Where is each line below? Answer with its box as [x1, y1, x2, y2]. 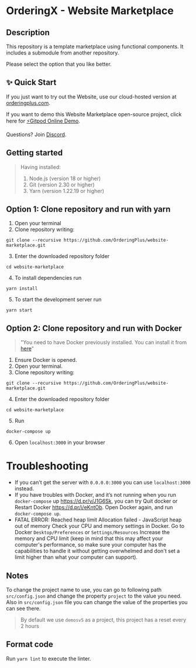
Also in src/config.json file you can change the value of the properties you [6, 599, 188, 605]
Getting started [6, 148, 63, 158]
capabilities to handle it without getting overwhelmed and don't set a [14, 547, 180, 555]
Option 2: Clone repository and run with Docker [6, 323, 183, 333]
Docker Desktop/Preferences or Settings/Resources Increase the [14, 529, 170, 536]
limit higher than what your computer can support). [14, 554, 138, 561]
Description [6, 28, 50, 38]
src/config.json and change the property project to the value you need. [6, 592, 182, 599]
